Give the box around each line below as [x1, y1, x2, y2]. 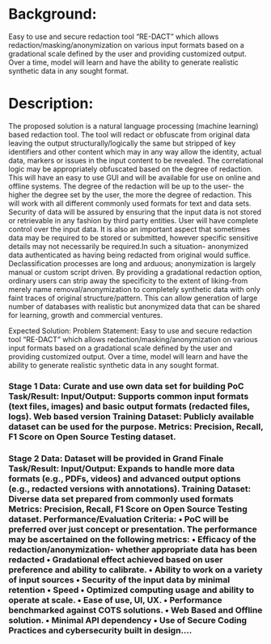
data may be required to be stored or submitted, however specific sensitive [8, 232, 259, 243]
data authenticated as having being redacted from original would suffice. [8, 250, 251, 260]
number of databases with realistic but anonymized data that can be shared [8, 301, 260, 311]
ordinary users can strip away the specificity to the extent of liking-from [8, 276, 248, 286]
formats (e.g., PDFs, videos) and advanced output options [8, 472, 241, 484]
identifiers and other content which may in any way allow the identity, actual [8, 146, 261, 156]
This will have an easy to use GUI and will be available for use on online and [8, 172, 260, 182]
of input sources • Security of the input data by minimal [8, 574, 231, 585]
